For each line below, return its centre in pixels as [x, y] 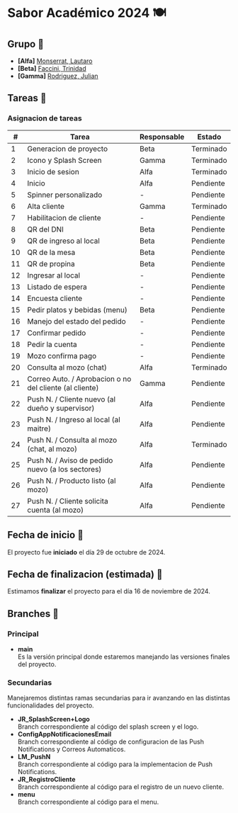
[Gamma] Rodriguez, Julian [58, 76]
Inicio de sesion [53, 171]
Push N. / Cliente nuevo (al [71, 399]
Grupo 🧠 [26, 44]
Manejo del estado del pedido [76, 321]
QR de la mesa [51, 252]
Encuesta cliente [55, 298]
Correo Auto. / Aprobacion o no [79, 379]
